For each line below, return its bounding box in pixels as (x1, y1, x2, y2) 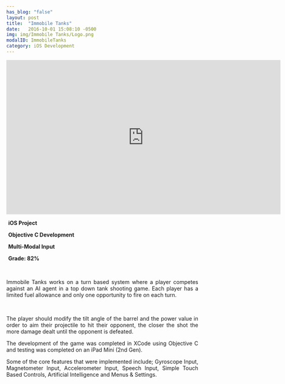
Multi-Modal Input (8, 243, 55, 250)
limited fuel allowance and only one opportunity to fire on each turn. (6, 291, 177, 299)
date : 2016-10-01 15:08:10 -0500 (6, 26, 97, 32)
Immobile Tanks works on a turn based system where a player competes (6, 278, 199, 285)
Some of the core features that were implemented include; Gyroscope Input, (6, 358, 199, 365)
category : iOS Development (6, 43, 75, 49)
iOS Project (8, 219, 38, 226)
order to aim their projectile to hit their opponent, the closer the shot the (6, 321, 199, 329)
